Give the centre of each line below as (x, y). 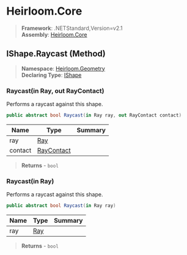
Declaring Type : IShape (51, 75)
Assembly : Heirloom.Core (54, 34)
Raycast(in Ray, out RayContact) (55, 91)
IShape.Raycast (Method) (56, 54)
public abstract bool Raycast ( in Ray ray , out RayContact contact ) (94, 115)
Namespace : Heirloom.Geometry (63, 68)
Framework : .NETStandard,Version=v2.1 (72, 28)
